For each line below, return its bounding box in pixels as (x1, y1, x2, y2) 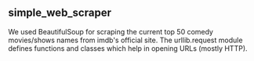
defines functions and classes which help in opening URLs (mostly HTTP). (8, 43, 249, 53)
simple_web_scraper (8, 6, 112, 20)
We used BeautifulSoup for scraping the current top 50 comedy (8, 27, 214, 36)
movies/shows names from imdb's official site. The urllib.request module (8, 35, 243, 45)
